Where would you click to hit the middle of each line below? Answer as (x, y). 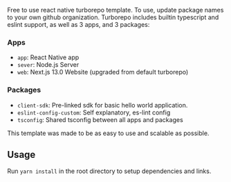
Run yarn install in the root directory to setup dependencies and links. (109, 171)
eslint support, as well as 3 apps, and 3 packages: (78, 24)
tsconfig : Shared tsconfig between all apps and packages (100, 119)
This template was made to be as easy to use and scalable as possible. (108, 133)
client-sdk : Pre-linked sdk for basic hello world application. (102, 105)
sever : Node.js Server (48, 65)
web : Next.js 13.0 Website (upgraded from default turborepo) (103, 72)
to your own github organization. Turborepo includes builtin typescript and (113, 17)
